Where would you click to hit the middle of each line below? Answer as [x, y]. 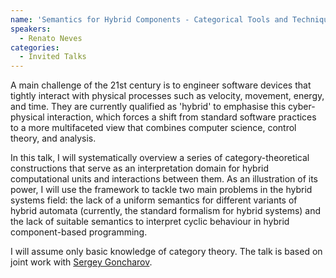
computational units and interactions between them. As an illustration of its [164, 179]
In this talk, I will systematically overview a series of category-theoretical [160, 158]
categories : [35, 47]
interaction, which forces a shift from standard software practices [181, 117]
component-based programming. [79, 232]
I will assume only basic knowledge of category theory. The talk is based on [166, 252]
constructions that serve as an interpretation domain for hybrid [140, 168]
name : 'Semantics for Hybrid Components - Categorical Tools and [149, 19]
